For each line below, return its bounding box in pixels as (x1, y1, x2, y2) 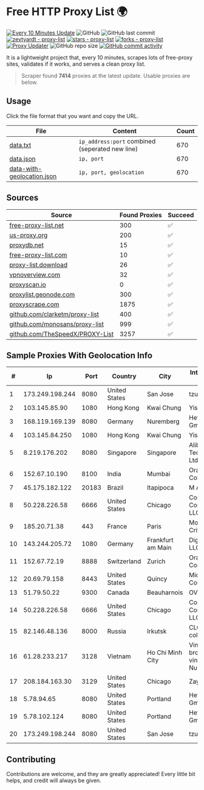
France (107, 522, 127, 531)
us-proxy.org (9, 230, 48, 239)
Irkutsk (146, 627, 167, 636)
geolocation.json (9, 172, 57, 180)
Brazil (107, 483, 124, 492)
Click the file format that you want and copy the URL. (6, 112, 138, 119)
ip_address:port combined (78, 137, 156, 145)
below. (21, 78, 38, 86)
